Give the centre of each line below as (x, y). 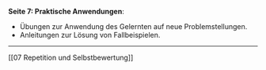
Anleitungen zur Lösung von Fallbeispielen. (90, 35)
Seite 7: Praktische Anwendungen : (66, 11)
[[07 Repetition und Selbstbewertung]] (71, 57)
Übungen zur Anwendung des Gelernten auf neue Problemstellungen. (133, 26)
